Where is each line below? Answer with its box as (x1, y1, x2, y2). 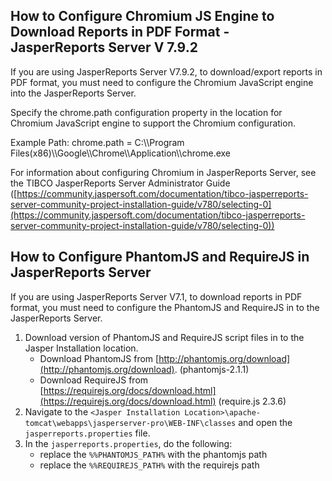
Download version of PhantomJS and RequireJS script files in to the (24, 331, 305, 343)
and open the (238, 416, 293, 428)
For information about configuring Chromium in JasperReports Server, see (10, 166, 317, 178)
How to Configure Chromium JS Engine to (10, 8, 275, 25)
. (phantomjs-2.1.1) (174, 363, 250, 375)
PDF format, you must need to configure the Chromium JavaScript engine (10, 76, 314, 88)
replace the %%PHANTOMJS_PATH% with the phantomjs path (39, 448, 268, 460)
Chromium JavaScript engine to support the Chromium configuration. (10, 117, 296, 129)
